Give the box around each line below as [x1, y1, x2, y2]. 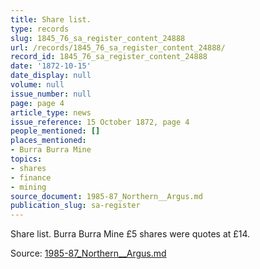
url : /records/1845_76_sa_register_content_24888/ [10, 42, 226, 53]
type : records [10, 24, 70, 34]
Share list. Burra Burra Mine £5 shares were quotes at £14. [10, 228, 251, 240]
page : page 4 [10, 98, 65, 108]
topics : [10, 154, 43, 164]
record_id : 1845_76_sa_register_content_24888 [10, 52, 208, 62]
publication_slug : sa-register [10, 201, 141, 211]
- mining [10, 182, 47, 192]
